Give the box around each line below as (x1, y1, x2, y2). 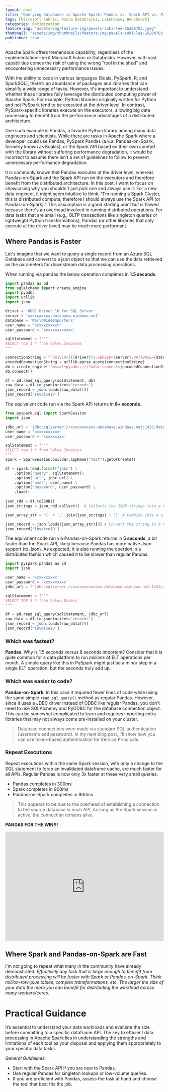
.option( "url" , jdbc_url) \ (14, 475, 73, 480)
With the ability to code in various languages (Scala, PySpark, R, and (5, 75, 147, 81)
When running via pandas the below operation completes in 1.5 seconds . (5, 271, 157, 277)
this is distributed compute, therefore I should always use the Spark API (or (5, 196, 161, 202)
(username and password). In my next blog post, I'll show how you (17, 731, 156, 737)
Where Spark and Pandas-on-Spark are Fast (5, 950, 147, 958)
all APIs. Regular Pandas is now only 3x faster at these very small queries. (5, 771, 158, 777)
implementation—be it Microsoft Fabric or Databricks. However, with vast (5, 54, 157, 60)
